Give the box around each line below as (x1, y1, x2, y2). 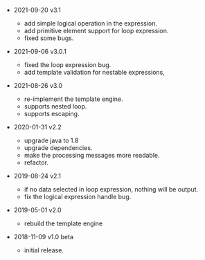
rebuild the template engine (24, 219, 102, 228)
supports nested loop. (24, 102, 87, 110)
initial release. (24, 246, 64, 254)
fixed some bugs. (24, 34, 74, 42)
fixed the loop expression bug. (24, 61, 112, 68)
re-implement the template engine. (24, 95, 123, 103)
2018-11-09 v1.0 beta (13, 233, 74, 241)
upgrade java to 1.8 (24, 136, 79, 145)
